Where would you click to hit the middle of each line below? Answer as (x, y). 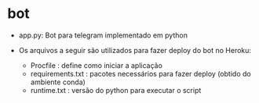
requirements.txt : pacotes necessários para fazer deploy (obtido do (141, 73)
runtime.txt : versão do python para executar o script (116, 90)
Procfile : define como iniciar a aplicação (96, 65)
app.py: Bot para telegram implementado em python (103, 35)
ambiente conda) (58, 82)
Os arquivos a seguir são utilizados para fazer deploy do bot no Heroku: (135, 50)
